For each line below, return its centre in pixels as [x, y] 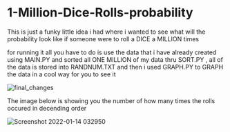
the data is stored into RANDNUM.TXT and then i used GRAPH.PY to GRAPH [115, 67]
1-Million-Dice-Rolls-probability [100, 13]
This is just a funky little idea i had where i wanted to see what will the [106, 32]
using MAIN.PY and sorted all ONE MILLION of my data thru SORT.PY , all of [115, 59]
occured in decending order [47, 108]
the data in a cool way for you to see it [61, 74]
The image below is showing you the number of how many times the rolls [111, 100]
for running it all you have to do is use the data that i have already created [112, 52]
